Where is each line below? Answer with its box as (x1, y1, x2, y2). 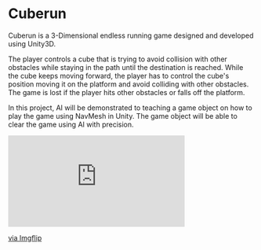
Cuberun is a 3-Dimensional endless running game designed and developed (8, 31, 254, 40)
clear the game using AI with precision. (8, 119, 135, 129)
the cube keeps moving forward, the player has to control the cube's (8, 71, 230, 80)
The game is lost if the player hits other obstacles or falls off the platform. (8, 87, 245, 97)
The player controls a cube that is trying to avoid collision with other (8, 54, 227, 64)
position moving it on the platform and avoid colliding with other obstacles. (8, 79, 249, 89)
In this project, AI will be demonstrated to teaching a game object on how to (8, 103, 252, 112)
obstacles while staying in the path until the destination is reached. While (8, 62, 244, 72)
